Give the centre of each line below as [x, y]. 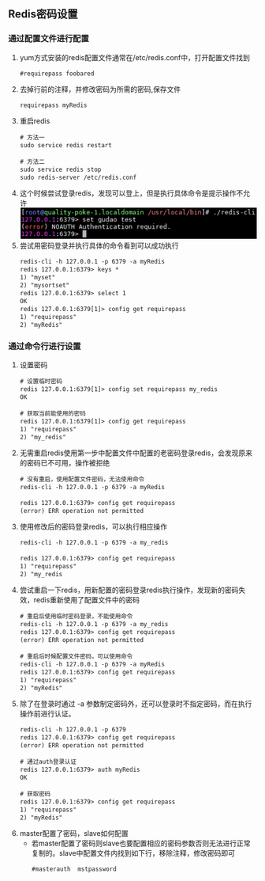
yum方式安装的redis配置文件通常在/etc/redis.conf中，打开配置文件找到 [134, 57]
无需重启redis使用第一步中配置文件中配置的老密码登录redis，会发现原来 [136, 453]
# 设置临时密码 [41, 382]
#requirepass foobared [57, 74]
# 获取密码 [35, 794]
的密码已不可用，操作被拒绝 [65, 463]
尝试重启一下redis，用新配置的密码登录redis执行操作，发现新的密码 [129, 590]
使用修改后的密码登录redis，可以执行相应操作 [93, 527]
